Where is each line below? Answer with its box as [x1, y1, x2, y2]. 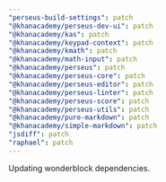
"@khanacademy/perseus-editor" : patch [8, 80, 153, 89]
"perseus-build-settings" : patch [8, 13, 134, 22]
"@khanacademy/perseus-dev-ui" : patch [8, 22, 153, 30]
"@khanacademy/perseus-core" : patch [8, 72, 145, 81]
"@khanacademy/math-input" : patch [8, 55, 138, 64]
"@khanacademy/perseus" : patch [8, 64, 126, 73]
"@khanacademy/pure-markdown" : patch [8, 113, 150, 122]
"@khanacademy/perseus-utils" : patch [8, 105, 150, 114]
